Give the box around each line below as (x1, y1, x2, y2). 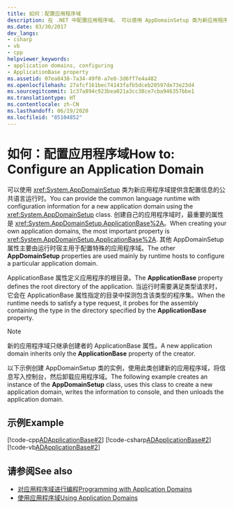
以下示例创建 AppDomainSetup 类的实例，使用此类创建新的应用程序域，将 (7, 363, 220, 372)
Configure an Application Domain (7, 161, 204, 177)
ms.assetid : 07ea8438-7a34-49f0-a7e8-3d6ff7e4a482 (7, 75, 157, 82)
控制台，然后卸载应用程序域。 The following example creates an (25, 372, 208, 381)
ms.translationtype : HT (7, 95, 77, 102)
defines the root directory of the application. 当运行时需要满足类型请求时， (7, 282, 221, 290)
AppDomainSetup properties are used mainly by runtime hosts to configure (7, 252, 225, 260)
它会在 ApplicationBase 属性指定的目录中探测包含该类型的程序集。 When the (7, 291, 226, 299)
